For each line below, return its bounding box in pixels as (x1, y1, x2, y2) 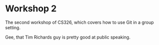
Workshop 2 (5, 3, 57, 14)
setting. (5, 24, 21, 30)
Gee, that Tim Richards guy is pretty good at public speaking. (5, 34, 131, 40)
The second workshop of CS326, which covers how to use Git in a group (5, 19, 154, 25)
